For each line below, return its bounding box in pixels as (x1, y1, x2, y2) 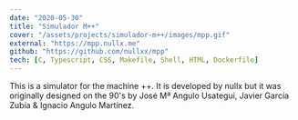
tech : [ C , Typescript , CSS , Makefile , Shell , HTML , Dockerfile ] (9, 55, 259, 65)
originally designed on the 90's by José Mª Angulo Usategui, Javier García (9, 90, 290, 101)
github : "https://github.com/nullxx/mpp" (9, 47, 170, 56)
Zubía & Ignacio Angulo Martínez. (9, 100, 135, 110)
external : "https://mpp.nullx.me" (9, 38, 141, 48)
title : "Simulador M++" (9, 22, 100, 31)
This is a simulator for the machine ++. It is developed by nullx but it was (9, 81, 282, 91)
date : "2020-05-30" (9, 13, 84, 23)
